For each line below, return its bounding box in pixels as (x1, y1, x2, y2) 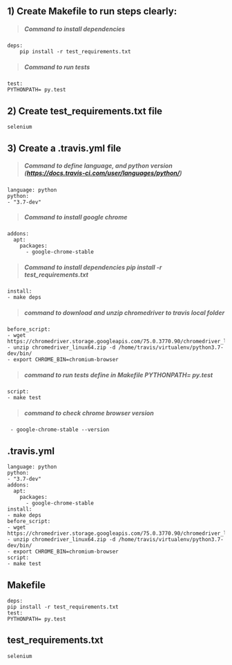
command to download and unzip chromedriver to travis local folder (23, 309, 225, 317)
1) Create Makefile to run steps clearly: (7, 6, 177, 17)
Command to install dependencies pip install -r (23, 263, 162, 272)
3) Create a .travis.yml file (7, 142, 122, 154)
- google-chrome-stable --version (10, 426, 110, 433)
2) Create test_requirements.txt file (7, 105, 163, 117)
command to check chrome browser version (23, 408, 154, 417)
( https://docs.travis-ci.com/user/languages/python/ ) (23, 169, 182, 177)
